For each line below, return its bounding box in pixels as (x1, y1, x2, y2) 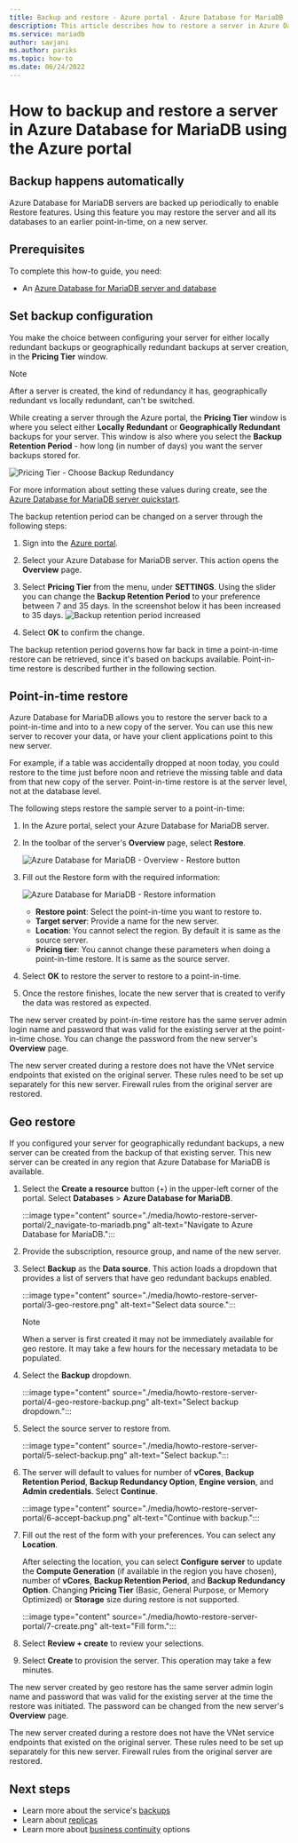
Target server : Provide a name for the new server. (35, 916, 219, 926)
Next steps (9, 1782, 71, 1797)
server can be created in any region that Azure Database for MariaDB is (9, 1156, 271, 1168)
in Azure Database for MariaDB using (9, 120, 288, 140)
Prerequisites (9, 242, 85, 258)
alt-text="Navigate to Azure (152, 1219, 254, 1230)
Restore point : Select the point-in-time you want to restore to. (35, 907, 262, 918)
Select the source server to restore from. (21, 1423, 171, 1434)
